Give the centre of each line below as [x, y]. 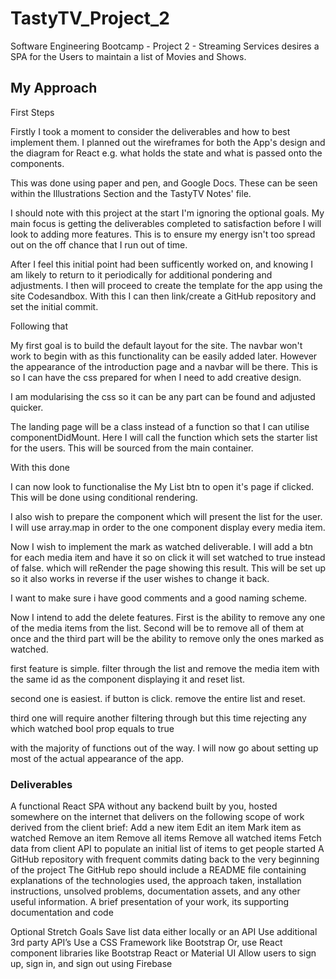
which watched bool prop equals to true [92, 728]
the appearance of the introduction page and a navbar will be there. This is [164, 366]
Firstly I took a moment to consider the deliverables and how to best [150, 131]
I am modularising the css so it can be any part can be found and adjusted [163, 396]
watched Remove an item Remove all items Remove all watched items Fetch [166, 838]
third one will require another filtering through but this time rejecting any [158, 718]
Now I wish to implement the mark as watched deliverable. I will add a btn [162, 546]
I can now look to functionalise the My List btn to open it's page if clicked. [162, 486]
